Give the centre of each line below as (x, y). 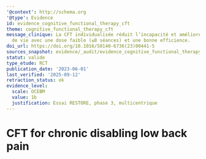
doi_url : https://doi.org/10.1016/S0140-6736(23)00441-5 (81, 46)
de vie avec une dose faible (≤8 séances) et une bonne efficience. (101, 40)
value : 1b (24, 97)
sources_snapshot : (30, 52)
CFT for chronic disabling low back (97, 133)
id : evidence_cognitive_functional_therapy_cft (68, 23)
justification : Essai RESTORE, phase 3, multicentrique (85, 103)
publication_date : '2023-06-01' (48, 69)
